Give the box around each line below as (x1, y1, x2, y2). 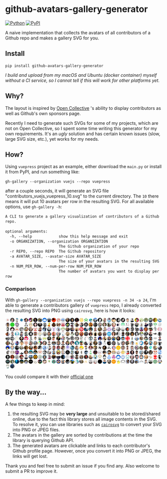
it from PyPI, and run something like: (5, 169, 80, 175)
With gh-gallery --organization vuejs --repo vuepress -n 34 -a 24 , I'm (5, 297, 157, 303)
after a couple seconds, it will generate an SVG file (5, 188, 109, 194)
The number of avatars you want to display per (58, 269, 160, 274)
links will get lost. (12, 453, 48, 460)
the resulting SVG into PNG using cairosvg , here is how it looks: (5, 307, 136, 313)
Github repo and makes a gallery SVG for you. (5, 35, 99, 41)
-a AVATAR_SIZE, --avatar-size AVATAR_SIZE (9, 254, 101, 259)
